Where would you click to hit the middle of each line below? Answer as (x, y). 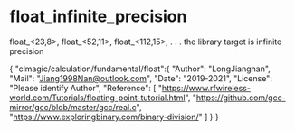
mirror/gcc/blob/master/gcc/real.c (73, 107)
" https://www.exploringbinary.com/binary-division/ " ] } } (114, 117)
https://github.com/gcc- (241, 98)
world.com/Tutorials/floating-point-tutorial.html (97, 98)
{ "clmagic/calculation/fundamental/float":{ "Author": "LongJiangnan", (140, 69)
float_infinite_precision (98, 17)
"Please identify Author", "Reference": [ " (86, 88)
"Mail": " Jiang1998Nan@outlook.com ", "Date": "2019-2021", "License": (141, 78)
